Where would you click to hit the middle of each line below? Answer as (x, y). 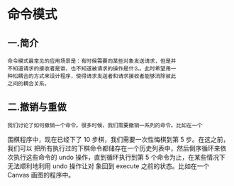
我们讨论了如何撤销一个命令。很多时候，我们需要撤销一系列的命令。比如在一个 (105, 125)
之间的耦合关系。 (29, 84)
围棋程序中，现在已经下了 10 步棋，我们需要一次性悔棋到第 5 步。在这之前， (118, 139)
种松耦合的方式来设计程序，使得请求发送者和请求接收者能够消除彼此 (92, 76)
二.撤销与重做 (37, 107)
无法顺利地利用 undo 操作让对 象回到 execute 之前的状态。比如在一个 (108, 166)
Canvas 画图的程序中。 (41, 175)
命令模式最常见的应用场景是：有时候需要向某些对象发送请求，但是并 (92, 61)
